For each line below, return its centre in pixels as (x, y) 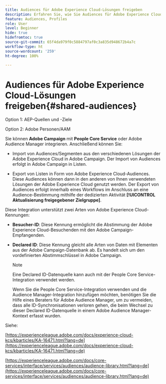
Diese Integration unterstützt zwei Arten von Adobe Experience (69, 210)
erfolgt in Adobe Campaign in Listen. (50, 164)
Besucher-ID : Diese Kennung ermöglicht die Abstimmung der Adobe (82, 225)
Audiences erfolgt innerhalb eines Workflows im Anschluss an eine (80, 190)
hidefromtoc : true (24, 38)
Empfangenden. (29, 235)
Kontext (20, 316)
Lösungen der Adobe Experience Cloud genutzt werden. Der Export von (85, 185)
